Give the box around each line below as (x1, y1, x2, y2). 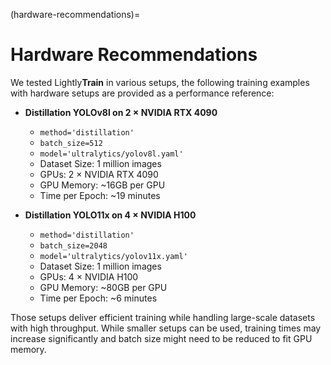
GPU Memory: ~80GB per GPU (39, 281, 168, 293)
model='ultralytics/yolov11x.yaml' (39, 251, 188, 261)
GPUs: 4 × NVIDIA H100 (39, 270, 139, 283)
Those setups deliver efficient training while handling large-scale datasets (10, 311, 316, 323)
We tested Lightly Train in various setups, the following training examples (10, 76, 310, 88)
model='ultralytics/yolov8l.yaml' (39, 149, 184, 159)
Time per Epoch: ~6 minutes (39, 292, 158, 304)
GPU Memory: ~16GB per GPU (39, 179, 166, 191)
